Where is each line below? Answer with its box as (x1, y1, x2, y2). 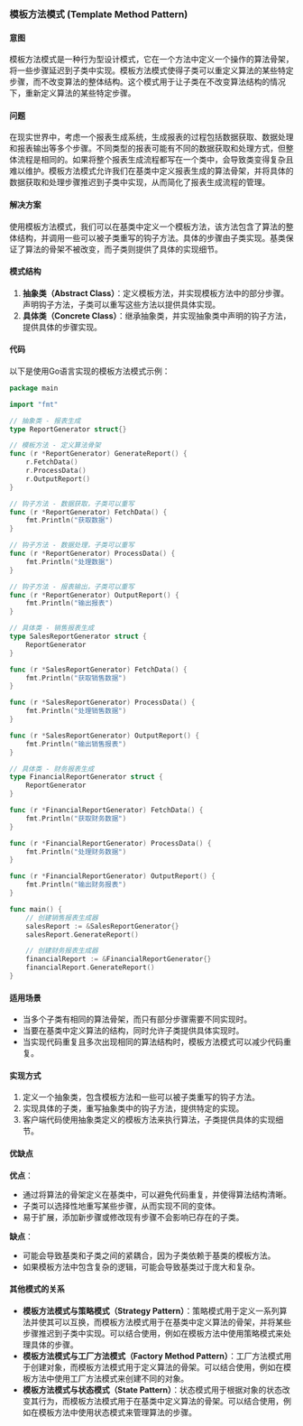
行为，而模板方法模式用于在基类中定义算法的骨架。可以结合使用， (38, 1395, 284, 1406)
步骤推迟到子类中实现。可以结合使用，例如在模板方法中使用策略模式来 (22, 1328, 284, 1338)
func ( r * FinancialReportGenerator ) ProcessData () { (9, 838, 212, 847)
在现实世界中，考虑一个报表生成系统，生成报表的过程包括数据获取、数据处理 (9, 132, 294, 143)
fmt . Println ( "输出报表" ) (25, 598, 114, 608)
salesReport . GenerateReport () (25, 930, 140, 940)
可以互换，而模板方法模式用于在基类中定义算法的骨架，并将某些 (53, 1316, 291, 1328)
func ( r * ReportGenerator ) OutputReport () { (9, 590, 179, 599)
